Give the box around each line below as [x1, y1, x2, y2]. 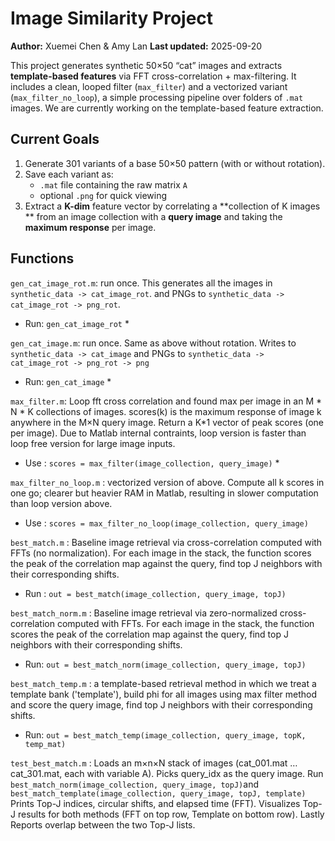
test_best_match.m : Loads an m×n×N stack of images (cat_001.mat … [10, 757, 298, 769]
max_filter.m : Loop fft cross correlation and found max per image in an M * [10, 395, 323, 407]
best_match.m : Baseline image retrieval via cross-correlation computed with [10, 536, 323, 548]
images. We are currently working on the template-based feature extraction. [10, 102, 324, 114]
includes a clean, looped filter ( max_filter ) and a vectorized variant [10, 80, 288, 92]
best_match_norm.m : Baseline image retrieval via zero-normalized [10, 607, 278, 619]
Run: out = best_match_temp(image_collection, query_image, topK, [24, 728, 307, 741]
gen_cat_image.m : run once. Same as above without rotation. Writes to [10, 337, 297, 349]
